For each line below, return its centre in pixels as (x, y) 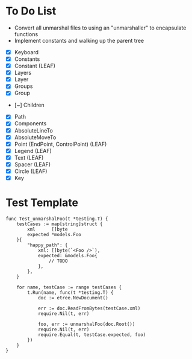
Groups (23, 86)
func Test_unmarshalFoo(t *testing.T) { (57, 219)
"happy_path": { (48, 245)
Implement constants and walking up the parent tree (79, 40)
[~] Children (29, 105)
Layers (23, 73)
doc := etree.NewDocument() (73, 298)
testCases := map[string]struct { (60, 224)
